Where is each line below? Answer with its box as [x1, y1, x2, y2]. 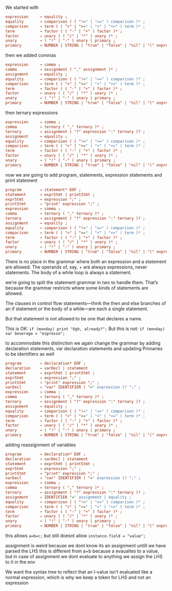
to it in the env [5, 559, 36, 565]
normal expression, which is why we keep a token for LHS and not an [5, 575, 151, 580]
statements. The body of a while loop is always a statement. [5, 270, 132, 275]
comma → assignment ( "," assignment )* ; [5, 67, 118, 72]
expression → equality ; [5, 14, 68, 20]
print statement [5, 177, 37, 183]
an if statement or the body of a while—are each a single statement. [5, 306, 148, 312]
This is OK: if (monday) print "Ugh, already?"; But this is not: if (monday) [5, 326, 165, 332]
